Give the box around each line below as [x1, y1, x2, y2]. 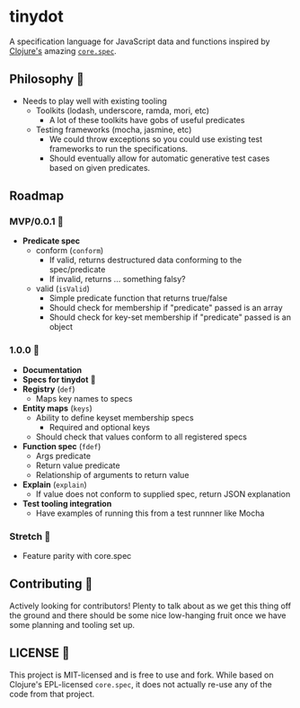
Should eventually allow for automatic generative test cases [49, 153, 270, 164]
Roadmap [9, 189, 65, 204]
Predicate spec [22, 235, 81, 246]
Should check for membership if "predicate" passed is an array [49, 303, 283, 314]
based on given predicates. [49, 162, 151, 173]
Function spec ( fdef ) [22, 440, 101, 451]
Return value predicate [35, 460, 120, 471]
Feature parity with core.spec [22, 551, 132, 562]
